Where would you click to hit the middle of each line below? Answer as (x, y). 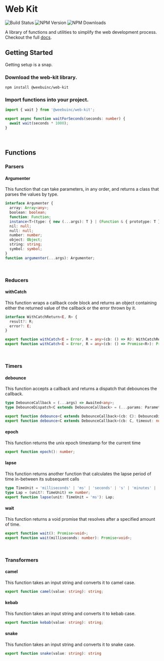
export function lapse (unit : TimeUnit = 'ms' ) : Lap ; (60, 497)
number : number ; (26, 235)
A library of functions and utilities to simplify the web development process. (81, 32)
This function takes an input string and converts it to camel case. (70, 583)
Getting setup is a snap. (29, 64)
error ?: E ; (20, 326)
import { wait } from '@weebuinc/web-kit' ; (50, 110)
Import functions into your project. (47, 100)
